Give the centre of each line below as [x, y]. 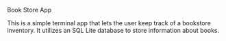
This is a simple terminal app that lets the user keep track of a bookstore [109, 23]
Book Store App [29, 10]
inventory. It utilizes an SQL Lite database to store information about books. [113, 30]
